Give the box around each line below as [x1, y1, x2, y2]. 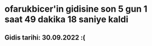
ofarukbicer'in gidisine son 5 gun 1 [4, 3, 148, 15]
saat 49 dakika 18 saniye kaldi [4, 14, 129, 25]
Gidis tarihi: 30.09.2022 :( [4, 33, 86, 42]
